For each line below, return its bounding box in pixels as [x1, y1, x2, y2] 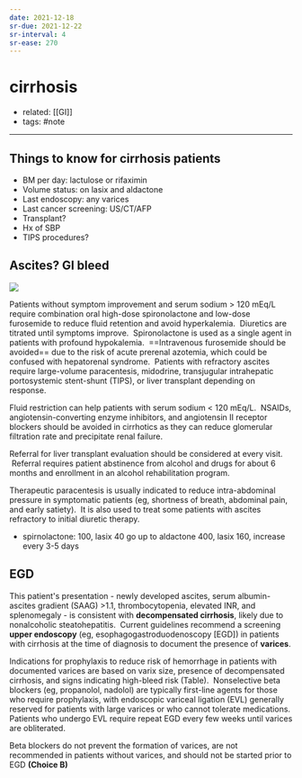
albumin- [237, 590, 271, 601]
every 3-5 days [22, 541, 79, 551]
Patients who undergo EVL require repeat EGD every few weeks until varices [9, 712, 293, 724]
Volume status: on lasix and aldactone [22, 184, 164, 194]
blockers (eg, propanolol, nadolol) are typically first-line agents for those [9, 684, 279, 695]
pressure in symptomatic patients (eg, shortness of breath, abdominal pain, [9, 494, 289, 505]
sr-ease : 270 [9, 38, 58, 48]
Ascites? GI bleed [9, 258, 110, 273]
